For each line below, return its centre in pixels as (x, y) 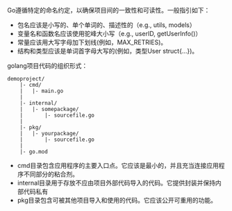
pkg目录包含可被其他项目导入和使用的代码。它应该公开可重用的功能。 (117, 200)
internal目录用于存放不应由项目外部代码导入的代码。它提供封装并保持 (116, 183)
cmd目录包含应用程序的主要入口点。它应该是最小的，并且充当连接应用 (118, 166)
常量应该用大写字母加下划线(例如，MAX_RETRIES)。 (92, 42)
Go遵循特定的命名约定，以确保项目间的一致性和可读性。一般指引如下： (109, 10)
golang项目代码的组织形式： (48, 66)
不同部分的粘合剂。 (51, 174)
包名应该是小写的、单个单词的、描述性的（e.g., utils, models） (106, 25)
